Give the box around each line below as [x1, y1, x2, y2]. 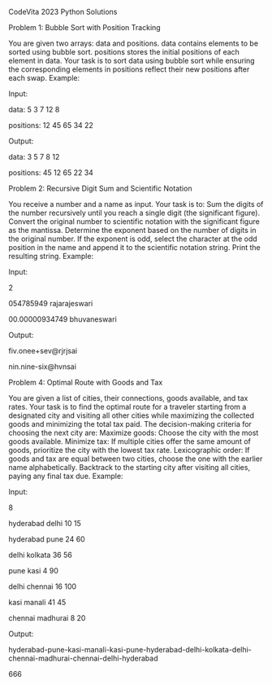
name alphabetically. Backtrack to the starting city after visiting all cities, [8, 463, 250, 472]
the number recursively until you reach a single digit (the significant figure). [8, 208, 261, 217]
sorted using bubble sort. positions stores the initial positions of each [8, 47, 240, 56]
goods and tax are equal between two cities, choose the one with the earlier [8, 454, 263, 463]
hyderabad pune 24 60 [8, 534, 85, 544]
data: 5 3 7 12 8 [8, 105, 60, 114]
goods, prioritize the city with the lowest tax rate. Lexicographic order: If [8, 446, 250, 454]
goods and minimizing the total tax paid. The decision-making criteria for [8, 419, 252, 428]
